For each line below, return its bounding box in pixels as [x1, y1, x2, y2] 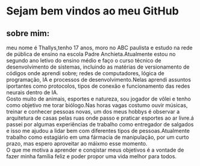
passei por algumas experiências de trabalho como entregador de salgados [6, 121, 194, 128]
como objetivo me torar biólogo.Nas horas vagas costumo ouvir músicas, [6, 102, 188, 109]
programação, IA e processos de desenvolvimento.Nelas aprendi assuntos [6, 76, 192, 83]
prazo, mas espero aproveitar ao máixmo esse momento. [6, 140, 148, 147]
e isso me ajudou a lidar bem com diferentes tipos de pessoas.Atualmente [6, 128, 190, 134]
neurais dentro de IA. [6, 89, 58, 96]
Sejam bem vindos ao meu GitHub [6, 4, 179, 18]
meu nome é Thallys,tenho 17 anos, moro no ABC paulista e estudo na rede [6, 44, 193, 51]
